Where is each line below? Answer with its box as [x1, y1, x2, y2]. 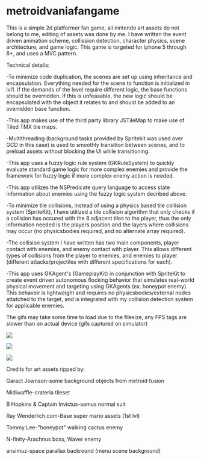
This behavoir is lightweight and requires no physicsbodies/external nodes [6, 289, 191, 296]
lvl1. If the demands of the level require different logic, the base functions [6, 85, 188, 93]
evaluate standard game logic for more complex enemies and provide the [6, 166, 188, 173]
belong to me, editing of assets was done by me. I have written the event [6, 30, 187, 37]
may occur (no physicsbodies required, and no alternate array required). [6, 227, 185, 234]
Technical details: [6, 61, 50, 69]
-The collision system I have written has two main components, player [6, 239, 179, 246]
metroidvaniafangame [6, 4, 120, 18]
